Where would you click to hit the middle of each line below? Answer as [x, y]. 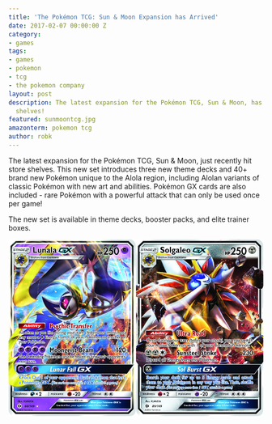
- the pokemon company [47, 85]
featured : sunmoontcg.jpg [52, 120]
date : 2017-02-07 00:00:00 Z [57, 25]
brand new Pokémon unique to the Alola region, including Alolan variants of [134, 177]
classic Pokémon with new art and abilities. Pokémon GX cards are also [127, 186]
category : [25, 34]
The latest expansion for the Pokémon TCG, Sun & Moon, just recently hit [130, 160]
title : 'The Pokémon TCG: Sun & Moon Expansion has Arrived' [114, 17]
